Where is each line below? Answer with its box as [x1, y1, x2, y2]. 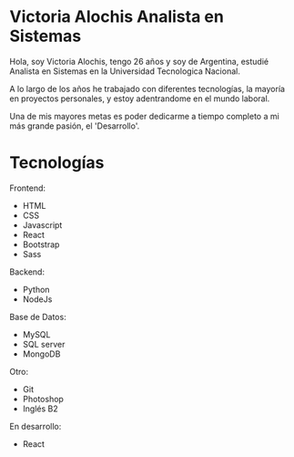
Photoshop [22, 393, 64, 404]
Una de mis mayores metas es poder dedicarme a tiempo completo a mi [9, 110, 279, 121]
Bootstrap [22, 239, 60, 250]
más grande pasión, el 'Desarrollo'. [9, 120, 140, 131]
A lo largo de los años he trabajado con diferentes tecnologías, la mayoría [9, 83, 285, 94]
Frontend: [9, 182, 46, 193]
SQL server [22, 338, 66, 349]
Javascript [22, 219, 63, 230]
